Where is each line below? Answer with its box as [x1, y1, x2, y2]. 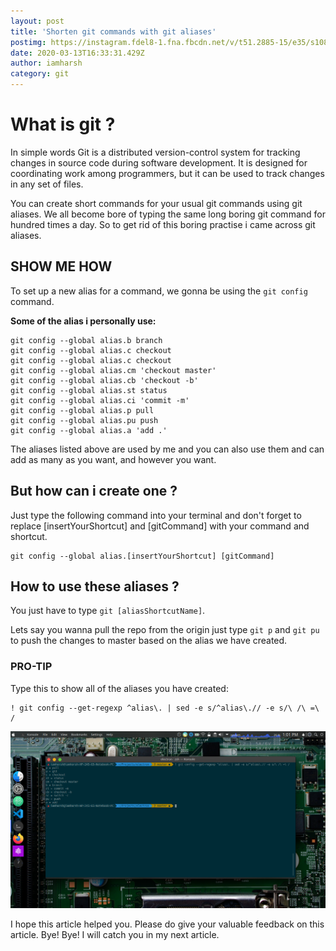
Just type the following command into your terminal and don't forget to [10, 509, 302, 521]
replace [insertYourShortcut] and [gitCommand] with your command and [10, 520, 310, 532]
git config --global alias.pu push [10, 415, 159, 425]
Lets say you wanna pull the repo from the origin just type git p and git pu [10, 624, 320, 636]
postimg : [10, 37, 47, 47]
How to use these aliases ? [10, 578, 180, 595]
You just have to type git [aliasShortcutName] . [10, 605, 206, 617]
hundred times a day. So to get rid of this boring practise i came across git [10, 218, 316, 230]
